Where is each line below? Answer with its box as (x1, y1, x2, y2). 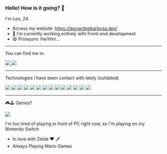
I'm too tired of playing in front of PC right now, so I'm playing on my (5, 121, 145, 127)
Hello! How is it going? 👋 (5, 4, 65, 11)
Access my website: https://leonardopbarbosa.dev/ (12, 25, 118, 31)
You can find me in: (5, 50, 45, 56)
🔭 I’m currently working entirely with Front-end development (12, 31, 136, 37)
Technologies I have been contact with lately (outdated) (5, 75, 119, 81)
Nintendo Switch (5, 126, 39, 132)
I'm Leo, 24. (5, 16, 30, 22)
